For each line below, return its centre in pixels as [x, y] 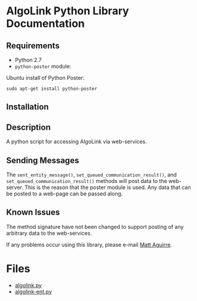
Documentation [46, 24]
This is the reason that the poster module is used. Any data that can [108, 187]
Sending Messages [43, 160]
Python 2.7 [28, 60]
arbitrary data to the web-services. [49, 233]
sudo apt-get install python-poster [52, 89]
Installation [27, 107]
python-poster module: [43, 66]
